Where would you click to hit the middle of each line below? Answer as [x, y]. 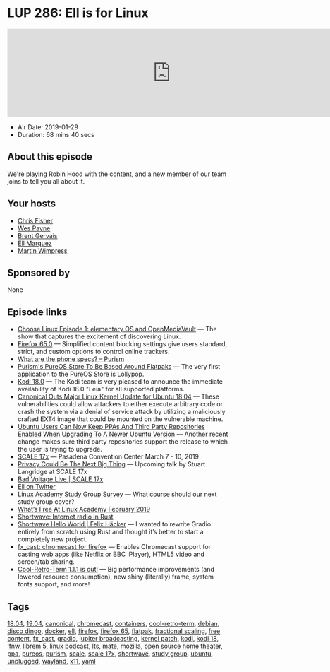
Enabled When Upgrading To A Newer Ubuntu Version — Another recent [123, 434]
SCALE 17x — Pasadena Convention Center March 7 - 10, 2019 [108, 456]
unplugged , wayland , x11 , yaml [52, 661]
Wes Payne [34, 228]
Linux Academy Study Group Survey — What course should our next [117, 494]
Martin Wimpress [42, 250]
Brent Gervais [37, 235]
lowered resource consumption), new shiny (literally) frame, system [115, 577]
